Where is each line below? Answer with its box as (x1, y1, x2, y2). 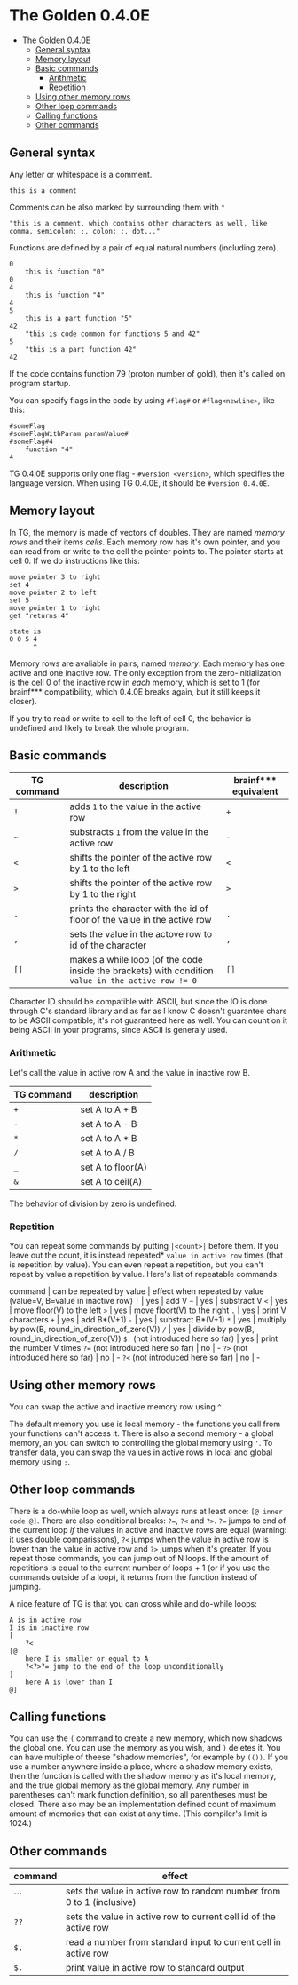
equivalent (231, 785, 278, 798)
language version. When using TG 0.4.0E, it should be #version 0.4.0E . (9, 477, 270, 488)
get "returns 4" (9, 611, 69, 620)
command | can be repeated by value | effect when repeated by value (9, 1285, 264, 1297)
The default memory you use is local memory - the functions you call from (9, 1418, 281, 1429)
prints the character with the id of (69, 902, 208, 915)
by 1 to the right (69, 888, 137, 901)
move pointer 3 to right (9, 572, 101, 582)
